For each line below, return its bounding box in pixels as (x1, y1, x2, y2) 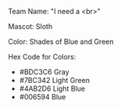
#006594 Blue (19, 92, 66, 101)
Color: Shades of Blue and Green (8, 37, 114, 46)
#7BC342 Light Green (19, 76, 90, 85)
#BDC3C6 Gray (19, 67, 69, 77)
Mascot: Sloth (8, 22, 53, 31)
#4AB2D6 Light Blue (19, 84, 86, 93)
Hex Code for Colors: (8, 52, 77, 61)
